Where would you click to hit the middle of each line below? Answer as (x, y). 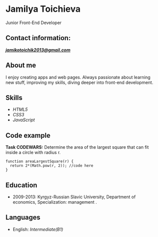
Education (22, 185)
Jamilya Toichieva (43, 9)
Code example (28, 135)
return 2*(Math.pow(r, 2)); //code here (52, 166)
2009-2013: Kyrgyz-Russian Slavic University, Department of (74, 197)
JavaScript (24, 120)
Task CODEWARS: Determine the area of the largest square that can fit (77, 147)
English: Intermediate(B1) (38, 229)
